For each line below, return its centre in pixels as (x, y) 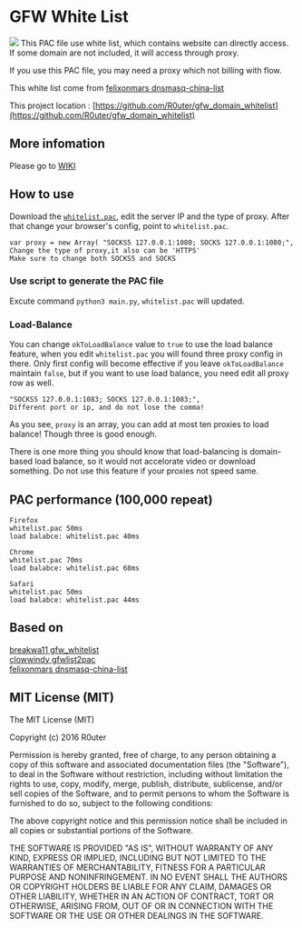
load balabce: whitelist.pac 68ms (75, 568)
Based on (36, 628)
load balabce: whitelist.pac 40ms (75, 536)
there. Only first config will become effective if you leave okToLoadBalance (146, 364)
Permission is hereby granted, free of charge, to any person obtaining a (143, 754)
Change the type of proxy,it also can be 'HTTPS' (105, 250)
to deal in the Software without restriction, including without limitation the (146, 773)
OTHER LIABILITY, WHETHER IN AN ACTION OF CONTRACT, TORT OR (141, 896)
